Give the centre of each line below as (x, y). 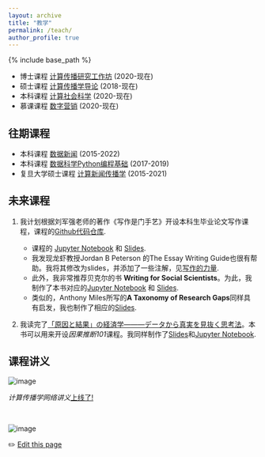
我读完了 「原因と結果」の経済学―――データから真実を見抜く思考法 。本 (137, 324)
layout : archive (35, 15)
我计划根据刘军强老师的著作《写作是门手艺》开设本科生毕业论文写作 (131, 221)
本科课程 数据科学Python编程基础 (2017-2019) (95, 164)
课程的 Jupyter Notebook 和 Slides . (89, 248)
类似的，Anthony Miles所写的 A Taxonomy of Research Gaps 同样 (138, 297)
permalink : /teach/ (40, 30)
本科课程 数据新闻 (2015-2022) (70, 154)
